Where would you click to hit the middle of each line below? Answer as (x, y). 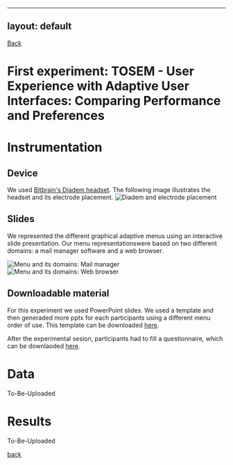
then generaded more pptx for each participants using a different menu (109, 317)
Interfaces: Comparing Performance (114, 101)
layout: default (40, 26)
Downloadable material (58, 293)
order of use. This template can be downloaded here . (83, 325)
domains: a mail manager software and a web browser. (86, 251)
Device (23, 173)
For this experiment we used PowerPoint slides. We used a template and (110, 310)
